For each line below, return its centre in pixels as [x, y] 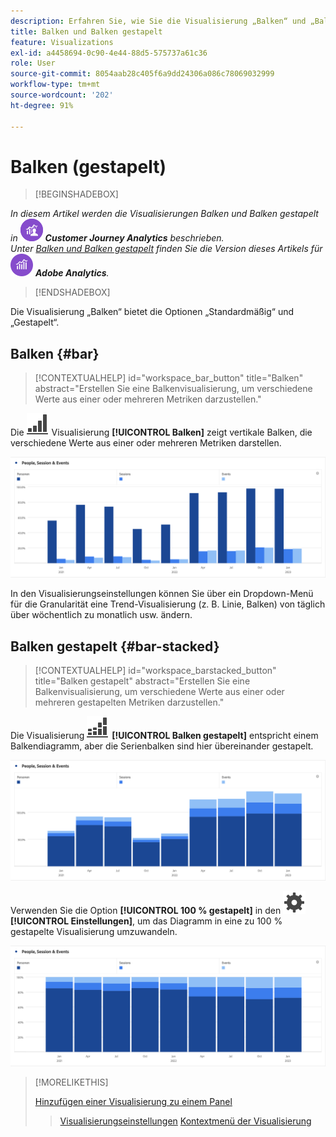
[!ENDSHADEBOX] [72, 292]
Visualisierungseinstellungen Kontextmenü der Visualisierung [185, 1121]
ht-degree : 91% [42, 105]
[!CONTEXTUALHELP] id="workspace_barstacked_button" [155, 670]
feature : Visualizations [62, 42]
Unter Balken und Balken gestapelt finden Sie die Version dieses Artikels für [166, 249]
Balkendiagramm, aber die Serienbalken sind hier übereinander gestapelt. [162, 746]
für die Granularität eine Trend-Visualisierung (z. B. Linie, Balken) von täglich [168, 604]
